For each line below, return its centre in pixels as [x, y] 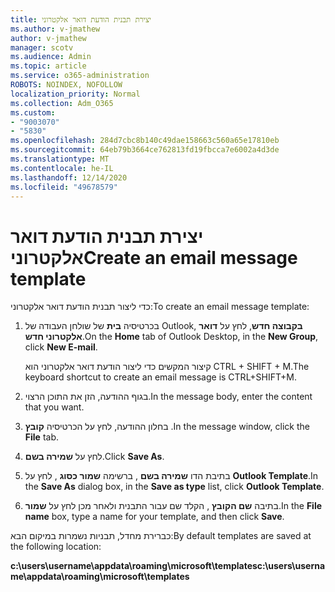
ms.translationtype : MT [60, 159]
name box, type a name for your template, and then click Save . [154, 517]
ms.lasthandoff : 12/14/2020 [69, 177]
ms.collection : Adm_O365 [62, 103]
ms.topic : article [48, 66]
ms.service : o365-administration [80, 76]
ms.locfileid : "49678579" [64, 187]
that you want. [54, 407]
